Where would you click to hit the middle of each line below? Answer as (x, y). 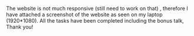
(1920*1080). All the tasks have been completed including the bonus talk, (95, 21)
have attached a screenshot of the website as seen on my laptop (84, 15)
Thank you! (20, 27)
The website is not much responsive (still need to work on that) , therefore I (97, 8)
